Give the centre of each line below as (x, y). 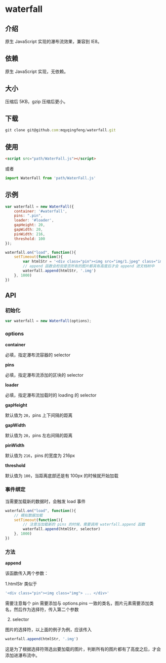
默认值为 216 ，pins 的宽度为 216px (40, 455)
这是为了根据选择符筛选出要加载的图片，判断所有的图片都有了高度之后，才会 (83, 649)
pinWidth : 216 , (30, 234)
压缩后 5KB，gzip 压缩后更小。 (37, 101)
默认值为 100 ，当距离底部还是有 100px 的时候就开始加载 (62, 475)
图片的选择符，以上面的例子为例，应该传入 (48, 630)
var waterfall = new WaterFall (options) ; (48, 321)
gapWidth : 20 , (28, 230)
